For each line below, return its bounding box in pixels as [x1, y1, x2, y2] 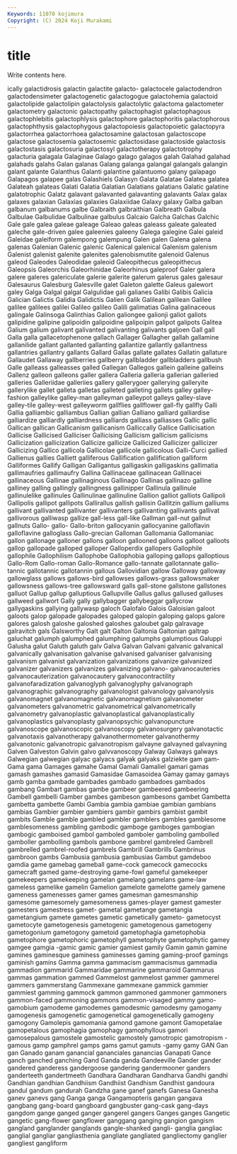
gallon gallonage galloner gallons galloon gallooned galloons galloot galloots [7, 537, 230, 545]
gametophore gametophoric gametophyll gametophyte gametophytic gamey [7, 936, 230, 944]
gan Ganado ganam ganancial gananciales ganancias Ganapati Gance [7, 1048, 212, 1057]
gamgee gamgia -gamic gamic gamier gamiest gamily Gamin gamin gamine [7, 943, 228, 952]
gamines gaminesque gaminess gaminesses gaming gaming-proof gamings [7, 951, 229, 959]
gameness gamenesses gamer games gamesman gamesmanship [7, 890, 198, 899]
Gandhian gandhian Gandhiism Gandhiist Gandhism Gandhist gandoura [7, 1079, 215, 1087]
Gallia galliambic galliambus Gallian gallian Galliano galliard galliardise [7, 408, 210, 417]
